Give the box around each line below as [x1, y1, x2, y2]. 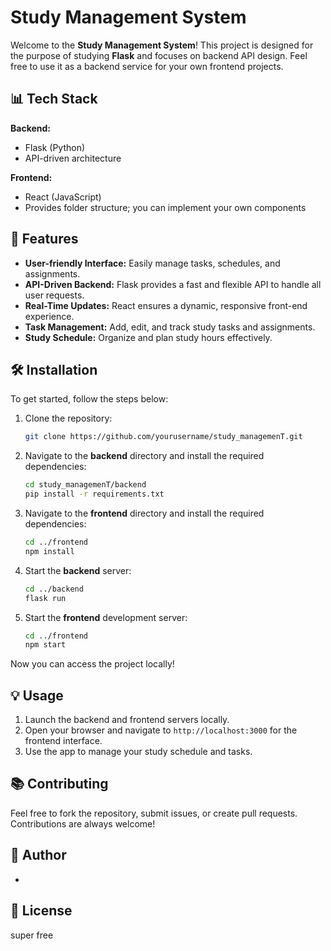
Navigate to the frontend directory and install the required [24, 507, 265, 519]
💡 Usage [10, 687, 64, 704]
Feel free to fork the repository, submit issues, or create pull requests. [10, 807, 298, 819]
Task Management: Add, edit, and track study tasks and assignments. [24, 321, 316, 333]
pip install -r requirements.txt [24, 489, 165, 500]
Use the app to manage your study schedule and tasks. [24, 746, 253, 758]
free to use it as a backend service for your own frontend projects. [10, 60, 284, 72]
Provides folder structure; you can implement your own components [24, 201, 307, 213]
